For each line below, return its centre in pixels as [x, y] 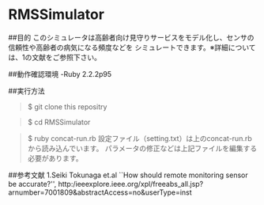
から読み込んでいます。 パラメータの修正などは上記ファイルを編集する [142, 148]
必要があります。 [55, 158]
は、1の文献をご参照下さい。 [55, 57]
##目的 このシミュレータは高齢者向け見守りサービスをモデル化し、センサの [131, 37]
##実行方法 [26, 91]
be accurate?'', [32, 184]
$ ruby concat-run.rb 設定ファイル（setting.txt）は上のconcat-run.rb [140, 138]
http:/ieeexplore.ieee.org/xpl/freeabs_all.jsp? [131, 184]
